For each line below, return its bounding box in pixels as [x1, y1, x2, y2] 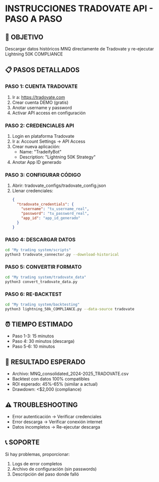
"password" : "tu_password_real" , [21, 211, 90, 216]
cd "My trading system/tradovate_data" [5, 275, 87, 279]
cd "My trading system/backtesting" [5, 302, 80, 307]
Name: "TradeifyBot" [19, 149, 62, 154]
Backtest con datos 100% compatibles [12, 376, 90, 382]
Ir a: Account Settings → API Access [12, 138, 86, 144]
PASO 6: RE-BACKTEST [5, 291, 62, 298]
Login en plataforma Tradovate [12, 133, 75, 139]
